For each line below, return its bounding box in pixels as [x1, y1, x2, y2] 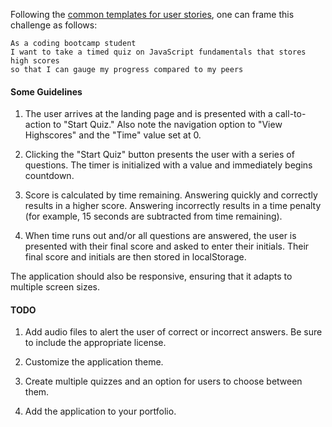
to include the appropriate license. [24, 337, 167, 349]
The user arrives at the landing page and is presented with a [24, 108, 273, 120]
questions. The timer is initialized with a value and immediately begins [24, 159, 313, 171]
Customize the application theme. [24, 356, 164, 368]
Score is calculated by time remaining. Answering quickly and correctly [24, 189, 318, 201]
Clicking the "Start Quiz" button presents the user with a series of [24, 149, 295, 161]
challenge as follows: [10, 19, 98, 31]
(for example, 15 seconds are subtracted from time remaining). [24, 210, 283, 223]
